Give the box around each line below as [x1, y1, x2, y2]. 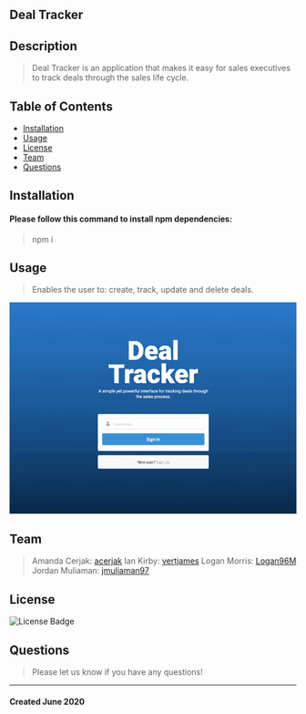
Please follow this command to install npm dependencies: [9, 213, 233, 224]
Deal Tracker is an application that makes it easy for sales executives [31, 63, 291, 74]
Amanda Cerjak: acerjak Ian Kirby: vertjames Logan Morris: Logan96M [31, 555, 297, 566]
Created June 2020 [9, 696, 85, 707]
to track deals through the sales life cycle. [31, 72, 189, 83]
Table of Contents [9, 98, 114, 114]
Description [9, 38, 77, 54]
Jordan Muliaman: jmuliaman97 [31, 565, 150, 576]
